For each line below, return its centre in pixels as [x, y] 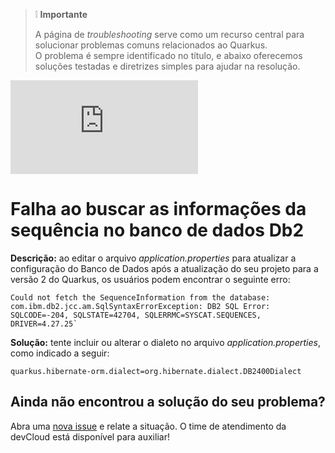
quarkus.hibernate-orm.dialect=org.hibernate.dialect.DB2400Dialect [156, 371]
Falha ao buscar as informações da [158, 209]
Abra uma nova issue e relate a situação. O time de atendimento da [148, 426]
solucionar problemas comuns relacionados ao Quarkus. [151, 45]
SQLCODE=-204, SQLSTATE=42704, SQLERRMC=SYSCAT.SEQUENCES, [136, 315]
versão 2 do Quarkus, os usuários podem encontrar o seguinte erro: [150, 279]
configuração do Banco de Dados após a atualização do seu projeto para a [164, 268]
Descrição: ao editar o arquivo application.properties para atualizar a [153, 258]
